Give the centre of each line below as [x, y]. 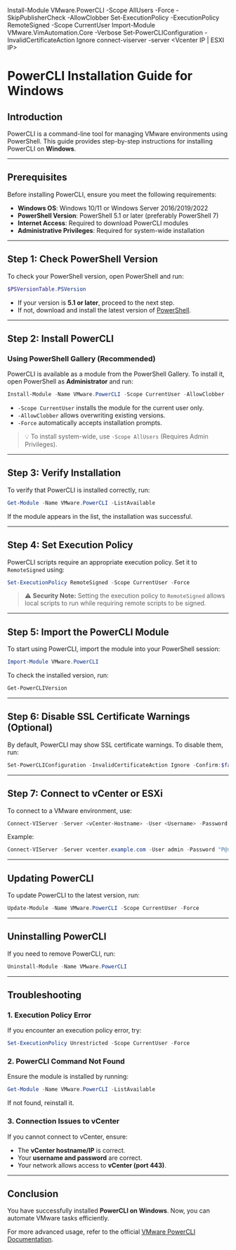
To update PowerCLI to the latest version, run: [74, 895]
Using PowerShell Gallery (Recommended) [81, 358]
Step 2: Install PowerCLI [61, 338]
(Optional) [30, 728]
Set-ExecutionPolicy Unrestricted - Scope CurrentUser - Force [99, 1043]
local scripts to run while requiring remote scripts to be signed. [115, 603]
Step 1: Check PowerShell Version [83, 259]
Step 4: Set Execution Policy [70, 545]
